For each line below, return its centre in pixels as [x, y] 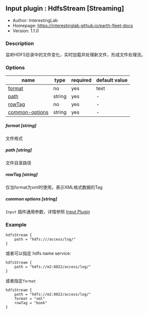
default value [112, 80]
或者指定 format [21, 281]
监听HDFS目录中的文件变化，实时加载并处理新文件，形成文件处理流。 [75, 55]
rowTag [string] [22, 174]
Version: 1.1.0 [26, 31]
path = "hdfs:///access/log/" [45, 239]
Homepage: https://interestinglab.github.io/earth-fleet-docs [73, 25]
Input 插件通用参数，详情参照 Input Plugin [48, 212]
